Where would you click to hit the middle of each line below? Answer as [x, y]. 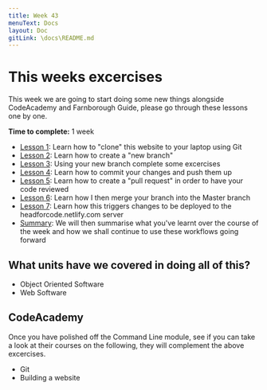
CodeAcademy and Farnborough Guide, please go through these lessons [128, 107]
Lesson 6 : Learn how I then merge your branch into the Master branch [135, 198]
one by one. [28, 116]
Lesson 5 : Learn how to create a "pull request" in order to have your [132, 181]
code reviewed [44, 189]
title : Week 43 [33, 16]
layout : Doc [28, 30]
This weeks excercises [86, 77]
